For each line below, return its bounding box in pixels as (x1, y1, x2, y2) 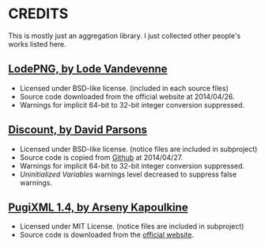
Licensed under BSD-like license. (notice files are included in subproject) (19, 144, 258, 154)
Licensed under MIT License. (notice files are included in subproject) (19, 222, 244, 231)
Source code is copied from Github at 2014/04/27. (19, 152, 184, 162)
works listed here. (8, 39, 67, 48)
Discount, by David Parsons (8, 123, 148, 137)
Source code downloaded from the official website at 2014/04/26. (19, 92, 235, 101)
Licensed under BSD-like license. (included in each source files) (19, 83, 229, 93)
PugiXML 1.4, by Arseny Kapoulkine (8, 200, 188, 214)
